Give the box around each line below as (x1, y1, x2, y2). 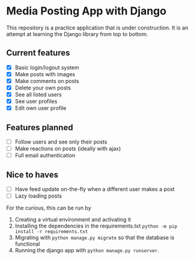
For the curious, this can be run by (6, 204, 91, 211)
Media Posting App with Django (6, 4, 167, 18)
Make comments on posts (14, 77, 79, 85)
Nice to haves (6, 169, 59, 180)
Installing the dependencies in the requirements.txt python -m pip (14, 222, 178, 229)
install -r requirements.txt (14, 229, 88, 235)
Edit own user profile (14, 104, 67, 112)
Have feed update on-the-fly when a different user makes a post (14, 186, 175, 193)
